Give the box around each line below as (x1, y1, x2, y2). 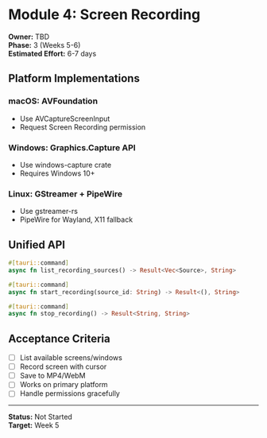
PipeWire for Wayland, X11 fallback (19, 215, 133, 224)
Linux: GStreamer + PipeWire (8, 188, 123, 200)
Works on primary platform (19, 380, 109, 390)
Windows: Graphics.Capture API (8, 141, 137, 153)
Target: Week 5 (8, 421, 60, 430)
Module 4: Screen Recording (8, 6, 201, 24)
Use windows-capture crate (19, 160, 112, 169)
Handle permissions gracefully (19, 389, 121, 398)
